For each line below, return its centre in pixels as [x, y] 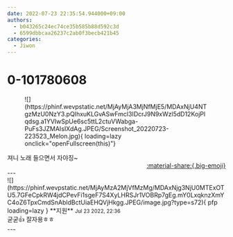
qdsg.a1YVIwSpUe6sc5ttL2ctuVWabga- [81, 121]
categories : [24, 39]
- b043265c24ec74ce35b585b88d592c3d [66, 26]
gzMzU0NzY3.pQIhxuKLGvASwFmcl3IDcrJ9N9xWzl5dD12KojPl [115, 114]
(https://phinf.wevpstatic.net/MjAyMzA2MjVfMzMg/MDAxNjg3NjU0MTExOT [116, 187]
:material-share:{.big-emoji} [186, 165]
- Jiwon [25, 46]
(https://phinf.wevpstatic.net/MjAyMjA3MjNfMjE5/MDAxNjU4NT [116, 106]
